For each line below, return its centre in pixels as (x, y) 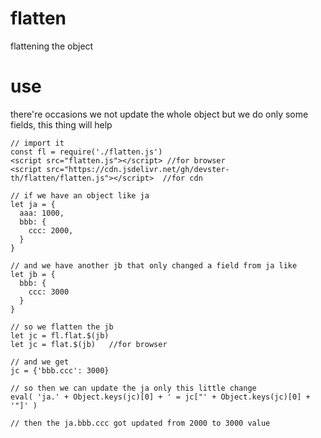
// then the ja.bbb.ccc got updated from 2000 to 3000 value (140, 423)
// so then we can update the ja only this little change (133, 388)
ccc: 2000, (51, 230)
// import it (37, 143)
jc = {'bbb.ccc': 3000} (60, 370)
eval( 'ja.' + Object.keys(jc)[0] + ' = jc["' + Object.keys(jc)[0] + (160, 397)
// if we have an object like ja (80, 195)
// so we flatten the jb (62, 327)
